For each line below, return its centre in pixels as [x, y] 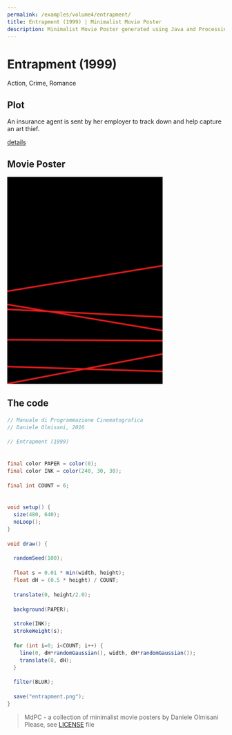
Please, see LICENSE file [59, 724]
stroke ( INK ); [32, 624]
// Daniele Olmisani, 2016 [46, 427]
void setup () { [29, 507]
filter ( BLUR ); [33, 682]
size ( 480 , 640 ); [37, 515]
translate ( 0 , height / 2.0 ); [52, 595]
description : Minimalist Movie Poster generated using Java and [101, 29]
